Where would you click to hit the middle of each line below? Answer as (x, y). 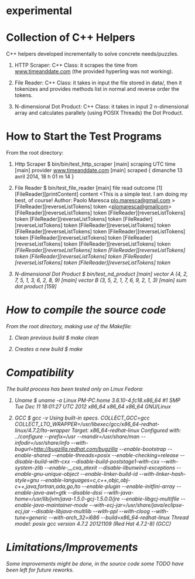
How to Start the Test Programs (84, 137)
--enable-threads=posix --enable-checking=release (115, 455)
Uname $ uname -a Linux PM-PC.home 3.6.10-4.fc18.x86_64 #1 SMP (97, 400)
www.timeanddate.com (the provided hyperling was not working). (94, 71)
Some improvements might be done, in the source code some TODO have (95, 563)
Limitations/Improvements (72, 548)
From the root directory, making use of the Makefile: (69, 326)
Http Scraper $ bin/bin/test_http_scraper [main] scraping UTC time (95, 164)
